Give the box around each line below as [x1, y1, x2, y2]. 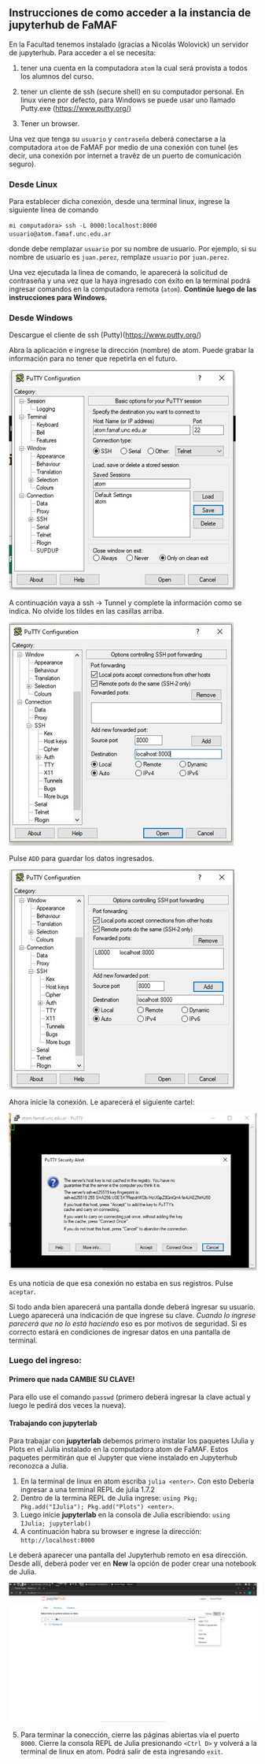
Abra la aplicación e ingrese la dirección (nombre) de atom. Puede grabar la [9, 346, 255, 355]
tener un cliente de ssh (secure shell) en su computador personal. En [20, 87, 245, 96]
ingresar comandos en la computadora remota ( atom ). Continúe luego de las [9, 284, 257, 294]
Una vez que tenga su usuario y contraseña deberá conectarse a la [9, 134, 226, 143]
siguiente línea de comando [9, 205, 99, 215]
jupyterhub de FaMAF [9, 19, 118, 32]
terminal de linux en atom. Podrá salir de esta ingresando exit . [20, 1747, 223, 1756]
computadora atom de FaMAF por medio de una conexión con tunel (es [9, 142, 238, 152]
